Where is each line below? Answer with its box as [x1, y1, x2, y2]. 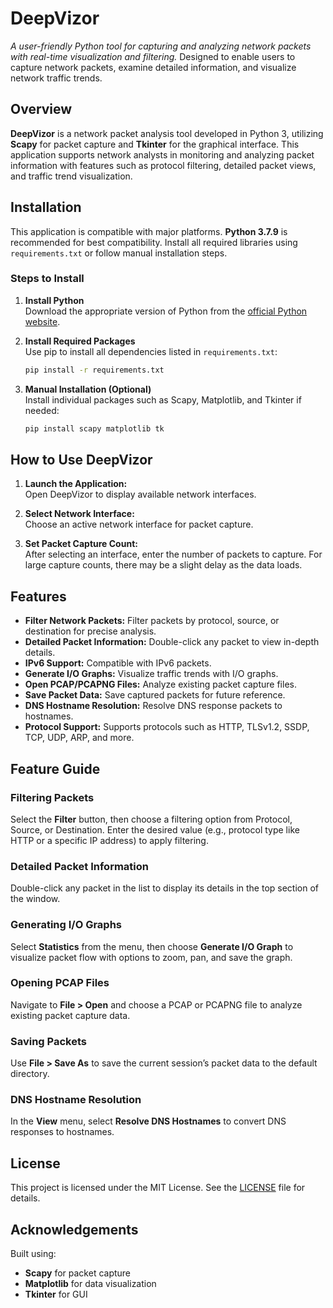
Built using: [10, 1248, 57, 1260]
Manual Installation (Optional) [24, 383, 152, 395]
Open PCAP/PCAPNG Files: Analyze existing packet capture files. [24, 678, 297, 691]
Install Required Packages [24, 335, 136, 347]
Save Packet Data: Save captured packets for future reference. [24, 689, 286, 701]
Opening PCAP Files [10, 976, 110, 990]
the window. [10, 893, 61, 905]
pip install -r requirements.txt [24, 365, 165, 375]
